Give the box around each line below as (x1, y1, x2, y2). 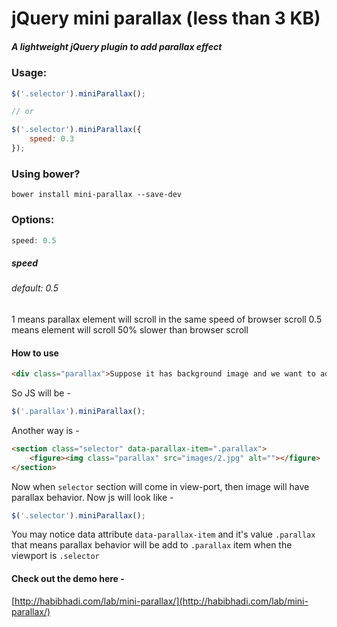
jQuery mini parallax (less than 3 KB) (11, 7, 321, 30)
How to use (11, 347, 59, 359)
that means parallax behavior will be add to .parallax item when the (11, 539, 293, 551)
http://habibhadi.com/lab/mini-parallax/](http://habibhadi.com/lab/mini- (14, 595, 309, 607)
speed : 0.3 (29, 134, 75, 144)
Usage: (11, 66, 48, 80)
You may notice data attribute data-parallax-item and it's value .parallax (11, 528, 316, 541)
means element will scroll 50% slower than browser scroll (11, 323, 249, 336)
